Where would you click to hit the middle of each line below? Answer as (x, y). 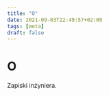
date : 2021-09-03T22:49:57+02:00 (55, 20)
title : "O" (23, 13)
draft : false (26, 33)
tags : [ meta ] (26, 26)
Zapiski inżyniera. (32, 86)
